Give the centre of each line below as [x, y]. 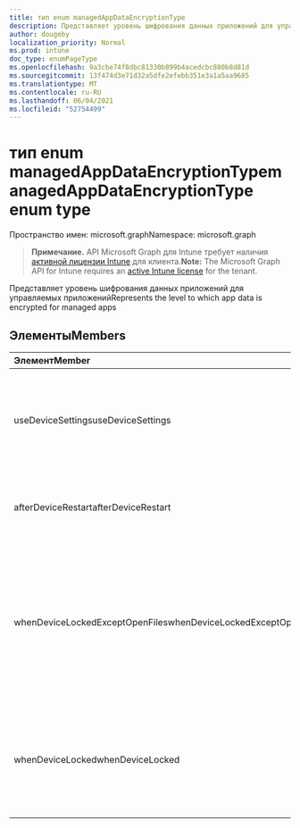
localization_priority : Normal [67, 42]
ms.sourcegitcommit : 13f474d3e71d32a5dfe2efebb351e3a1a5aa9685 [129, 76]
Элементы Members [68, 335]
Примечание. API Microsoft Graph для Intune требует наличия [150, 252]
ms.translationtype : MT [54, 84]
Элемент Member [52, 360]
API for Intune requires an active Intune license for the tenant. [144, 271]
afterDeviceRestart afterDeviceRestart [92, 507]
